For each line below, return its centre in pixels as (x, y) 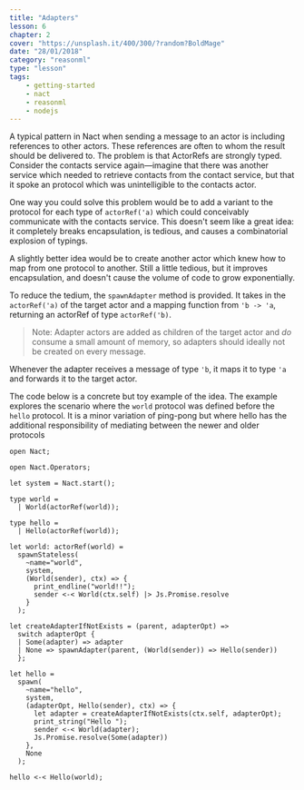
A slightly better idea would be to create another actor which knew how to (147, 259)
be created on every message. (89, 351)
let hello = (32, 674)
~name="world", (54, 563)
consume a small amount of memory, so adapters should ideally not (158, 342)
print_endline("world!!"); (84, 587)
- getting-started (60, 85)
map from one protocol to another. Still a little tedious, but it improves (138, 268)
